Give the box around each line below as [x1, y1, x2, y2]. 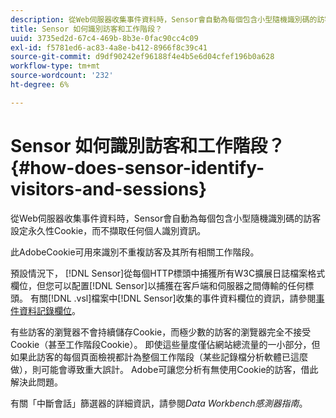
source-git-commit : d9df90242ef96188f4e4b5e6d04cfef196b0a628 [10, 52, 275, 62]
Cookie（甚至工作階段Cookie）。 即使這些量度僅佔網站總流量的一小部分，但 [10, 338, 321, 350]
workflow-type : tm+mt [10, 61, 101, 71]
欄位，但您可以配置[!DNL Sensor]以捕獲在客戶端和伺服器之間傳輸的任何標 [10, 279, 315, 291]
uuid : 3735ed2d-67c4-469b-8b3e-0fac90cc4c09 [10, 33, 199, 43]
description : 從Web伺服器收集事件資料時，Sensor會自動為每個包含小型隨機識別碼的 [10, 14, 318, 25]
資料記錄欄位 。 [18, 304, 81, 316]
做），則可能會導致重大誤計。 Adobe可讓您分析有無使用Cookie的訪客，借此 [10, 363, 319, 375]
